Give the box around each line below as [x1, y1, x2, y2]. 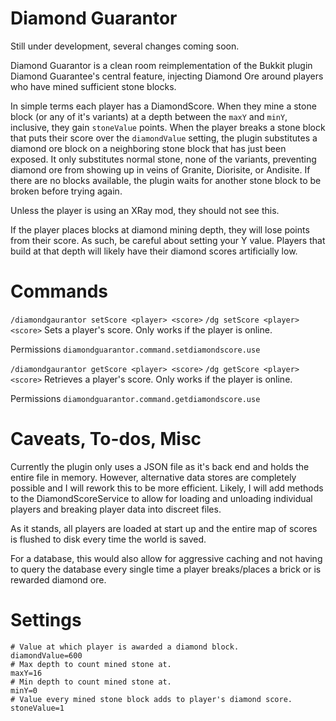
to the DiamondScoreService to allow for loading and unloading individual [10, 492, 313, 504]
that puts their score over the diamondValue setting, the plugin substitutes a [10, 132, 318, 144]
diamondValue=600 [10, 650, 83, 661]
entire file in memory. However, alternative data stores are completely [10, 471, 297, 483]
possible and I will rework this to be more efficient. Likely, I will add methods [10, 482, 324, 494]
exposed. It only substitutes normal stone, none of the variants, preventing [10, 153, 317, 165]
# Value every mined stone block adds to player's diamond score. [10, 694, 293, 704]
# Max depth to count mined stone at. [10, 659, 172, 669]
